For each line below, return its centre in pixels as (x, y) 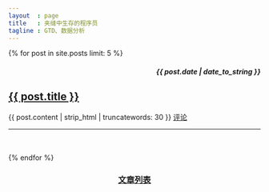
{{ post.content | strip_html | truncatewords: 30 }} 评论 (98, 117)
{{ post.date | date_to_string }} (208, 71)
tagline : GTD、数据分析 (47, 30)
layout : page (34, 16)
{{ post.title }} (44, 97)
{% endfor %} (31, 158)
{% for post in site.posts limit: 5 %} (66, 54)
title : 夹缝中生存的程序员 (53, 23)
